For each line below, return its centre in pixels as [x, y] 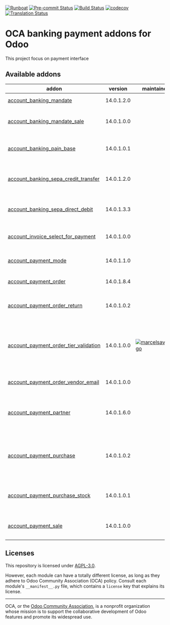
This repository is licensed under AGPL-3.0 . [51, 565]
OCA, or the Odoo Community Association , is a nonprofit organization [78, 606]
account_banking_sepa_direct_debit [50, 209]
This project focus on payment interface [47, 58]
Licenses [20, 553]
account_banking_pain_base [42, 148]
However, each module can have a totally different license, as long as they [83, 575]
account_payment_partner [39, 412]
